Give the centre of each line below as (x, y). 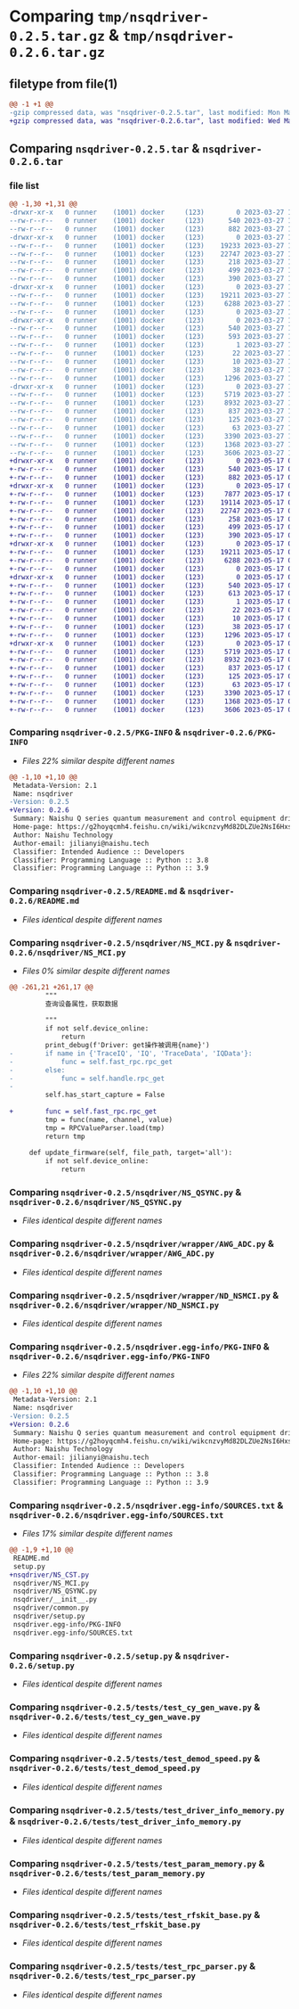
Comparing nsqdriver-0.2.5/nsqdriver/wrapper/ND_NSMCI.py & (144, 1295)
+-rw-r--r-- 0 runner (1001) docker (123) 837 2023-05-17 (147, 668)
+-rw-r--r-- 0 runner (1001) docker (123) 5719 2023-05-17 (147, 652)
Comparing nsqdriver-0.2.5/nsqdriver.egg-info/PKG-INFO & (139, 1346)
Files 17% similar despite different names (97, 1534)
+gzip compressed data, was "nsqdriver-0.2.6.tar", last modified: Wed (145, 121)
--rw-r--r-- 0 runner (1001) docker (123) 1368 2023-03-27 (147, 444)
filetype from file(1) (64, 83)
